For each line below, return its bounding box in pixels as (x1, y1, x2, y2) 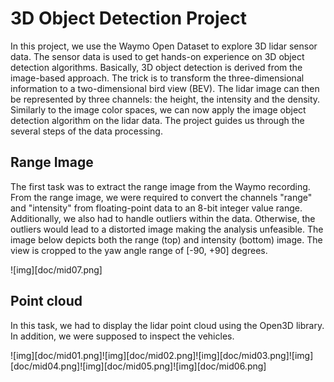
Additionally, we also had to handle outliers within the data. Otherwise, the (10, 212, 316, 224)
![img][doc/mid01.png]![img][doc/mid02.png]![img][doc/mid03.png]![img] (10, 349, 314, 361)
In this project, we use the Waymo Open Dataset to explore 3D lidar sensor (10, 40, 318, 52)
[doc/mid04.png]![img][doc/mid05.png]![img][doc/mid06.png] (10, 360, 267, 372)
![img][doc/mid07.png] (10, 263, 103, 276)
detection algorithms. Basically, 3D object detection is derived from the (10, 61, 303, 73)
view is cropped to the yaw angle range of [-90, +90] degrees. (10, 244, 268, 256)
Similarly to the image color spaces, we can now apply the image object (10, 103, 307, 116)
